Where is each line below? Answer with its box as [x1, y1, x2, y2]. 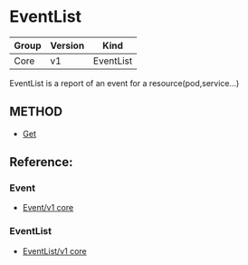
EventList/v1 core [22, 245, 88, 256]
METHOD [9, 104, 63, 120]
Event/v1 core [22, 202, 74, 213]
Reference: [9, 154, 73, 170]
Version [50, 39, 85, 52]
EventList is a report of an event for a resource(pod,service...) [9, 77, 240, 88]
